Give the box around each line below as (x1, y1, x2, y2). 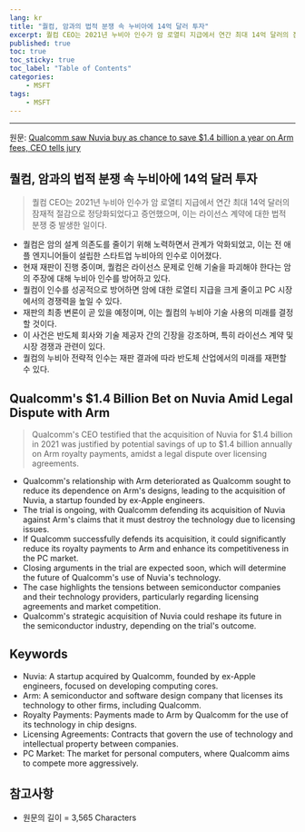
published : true (9, 38, 71, 48)
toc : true (9, 47, 47, 56)
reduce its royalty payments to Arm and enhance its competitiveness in (22, 543, 289, 554)
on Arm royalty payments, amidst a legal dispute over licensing (31, 449, 268, 459)
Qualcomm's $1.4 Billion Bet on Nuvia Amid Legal (9, 391, 293, 406)
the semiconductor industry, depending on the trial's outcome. (22, 620, 257, 631)
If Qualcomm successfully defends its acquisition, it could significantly (22, 533, 287, 544)
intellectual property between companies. (22, 738, 179, 749)
